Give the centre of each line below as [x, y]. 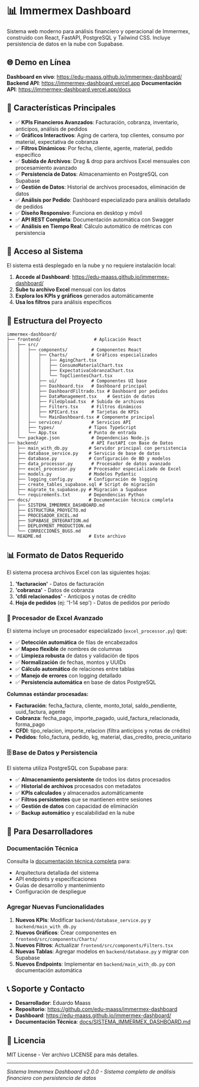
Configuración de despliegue [50, 892]
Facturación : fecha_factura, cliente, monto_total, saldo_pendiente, [96, 706]
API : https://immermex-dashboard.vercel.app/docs [69, 89]
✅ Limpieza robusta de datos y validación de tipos [77, 656]
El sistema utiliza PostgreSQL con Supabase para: [67, 768]
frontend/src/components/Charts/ [56, 939]
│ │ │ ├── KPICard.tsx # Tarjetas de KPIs [73, 412]
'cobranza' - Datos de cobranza [54, 590]
